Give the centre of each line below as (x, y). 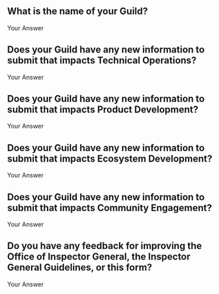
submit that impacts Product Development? (103, 110)
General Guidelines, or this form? (80, 267)
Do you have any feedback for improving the (105, 246)
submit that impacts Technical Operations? (102, 60)
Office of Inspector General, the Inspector (99, 257)
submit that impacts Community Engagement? (109, 207)
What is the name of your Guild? (78, 11)
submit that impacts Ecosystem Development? (110, 158)
